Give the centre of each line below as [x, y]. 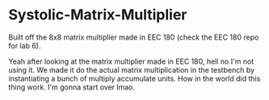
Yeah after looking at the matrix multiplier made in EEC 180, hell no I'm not [131, 61]
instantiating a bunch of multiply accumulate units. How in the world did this [134, 78]
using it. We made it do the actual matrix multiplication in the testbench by [132, 69]
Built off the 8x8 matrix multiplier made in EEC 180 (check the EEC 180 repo [134, 37]
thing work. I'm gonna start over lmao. [72, 87]
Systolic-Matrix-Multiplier [98, 15]
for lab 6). [25, 45]
